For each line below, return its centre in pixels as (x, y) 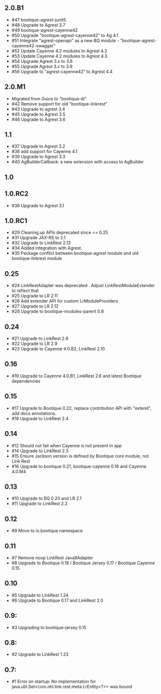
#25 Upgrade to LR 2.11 (35, 296)
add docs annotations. (34, 413)
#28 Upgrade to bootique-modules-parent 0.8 (58, 311)
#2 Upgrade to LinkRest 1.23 (40, 655)
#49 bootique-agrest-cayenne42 (45, 30)
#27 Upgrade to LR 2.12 (35, 306)
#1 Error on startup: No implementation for (54, 681)
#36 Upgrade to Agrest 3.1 (38, 205)
